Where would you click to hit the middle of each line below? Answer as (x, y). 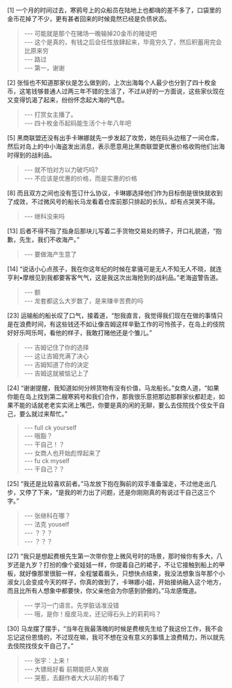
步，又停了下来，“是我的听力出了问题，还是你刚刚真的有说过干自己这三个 (112, 492)
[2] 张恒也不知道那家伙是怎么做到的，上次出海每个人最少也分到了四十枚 (109, 82)
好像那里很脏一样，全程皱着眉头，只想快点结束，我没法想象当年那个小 (125, 573)
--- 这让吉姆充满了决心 (57, 356)
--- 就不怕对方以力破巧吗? (61, 170)
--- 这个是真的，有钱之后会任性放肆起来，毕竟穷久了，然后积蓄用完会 (123, 42)
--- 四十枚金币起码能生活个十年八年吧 (78, 123)
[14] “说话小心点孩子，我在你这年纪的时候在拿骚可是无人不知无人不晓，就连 (115, 269)
